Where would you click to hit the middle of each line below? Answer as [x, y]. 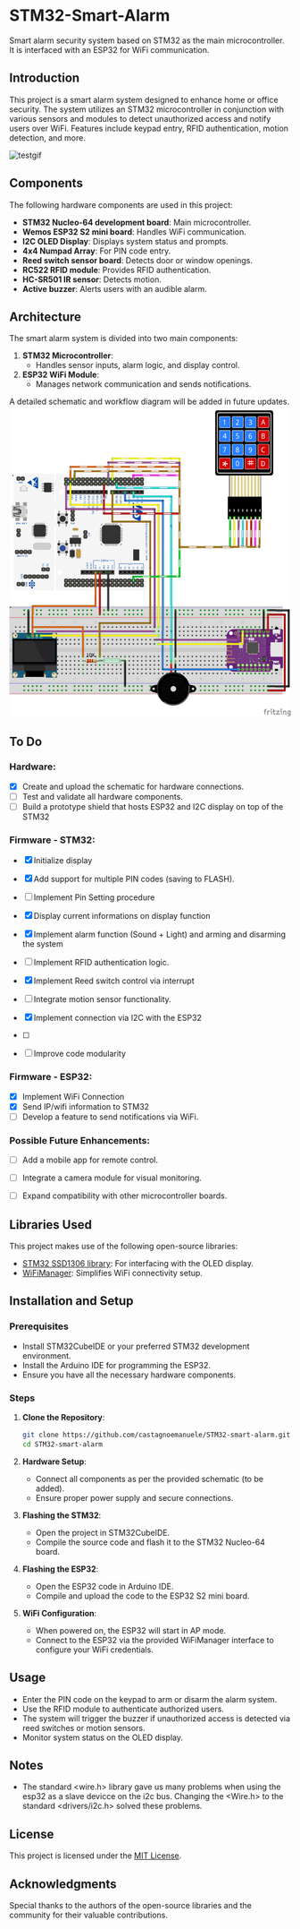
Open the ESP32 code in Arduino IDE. [104, 1586]
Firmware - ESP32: [51, 1077]
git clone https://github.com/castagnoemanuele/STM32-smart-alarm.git [156, 1435]
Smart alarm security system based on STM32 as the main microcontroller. [147, 40]
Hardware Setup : [54, 1462]
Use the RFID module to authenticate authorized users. [123, 1709]
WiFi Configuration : [59, 1613]
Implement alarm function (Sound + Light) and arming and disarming [160, 934]
